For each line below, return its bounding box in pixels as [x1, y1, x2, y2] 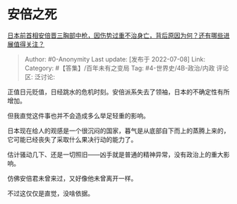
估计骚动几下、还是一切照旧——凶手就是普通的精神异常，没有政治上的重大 [7, 150, 224, 159]
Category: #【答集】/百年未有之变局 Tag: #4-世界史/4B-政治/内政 [24, 64, 215, 72]
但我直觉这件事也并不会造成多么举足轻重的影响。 [7, 111, 150, 120]
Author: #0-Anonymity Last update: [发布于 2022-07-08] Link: [24, 54, 206, 64]
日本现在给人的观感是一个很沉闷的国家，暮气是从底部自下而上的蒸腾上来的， [7, 126, 230, 135]
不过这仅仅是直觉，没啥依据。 [7, 188, 94, 198]
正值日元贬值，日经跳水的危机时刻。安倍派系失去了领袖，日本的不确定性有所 [7, 88, 230, 96]
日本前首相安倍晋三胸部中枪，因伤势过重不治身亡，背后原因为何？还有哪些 [7, 31, 224, 40]
